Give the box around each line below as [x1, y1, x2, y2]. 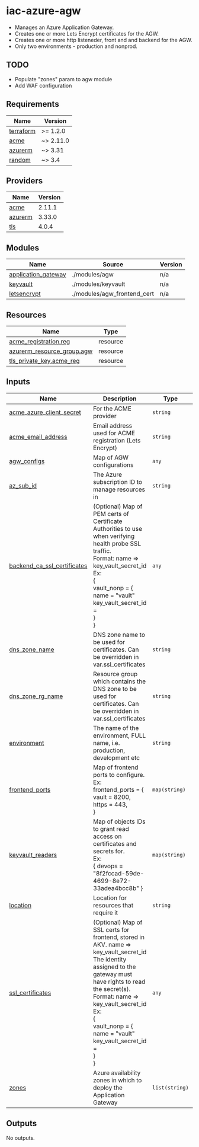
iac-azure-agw [6, 4, 81, 18]
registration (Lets [92, 436, 141, 444]
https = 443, [92, 800, 128, 808]
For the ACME [92, 404, 132, 413]
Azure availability [92, 1069, 141, 1077]
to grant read [92, 824, 129, 833]
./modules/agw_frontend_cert [72, 289, 154, 298]
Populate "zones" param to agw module [14, 75, 113, 82]
